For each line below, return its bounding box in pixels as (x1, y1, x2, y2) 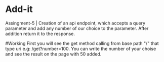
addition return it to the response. (5, 30, 75, 36)
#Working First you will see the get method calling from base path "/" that (5, 40, 159, 46)
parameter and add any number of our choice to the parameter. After (5, 25, 149, 31)
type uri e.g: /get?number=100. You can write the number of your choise (5, 45, 156, 51)
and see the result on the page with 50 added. (5, 51, 102, 57)
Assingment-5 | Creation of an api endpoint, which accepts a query (5, 20, 146, 26)
